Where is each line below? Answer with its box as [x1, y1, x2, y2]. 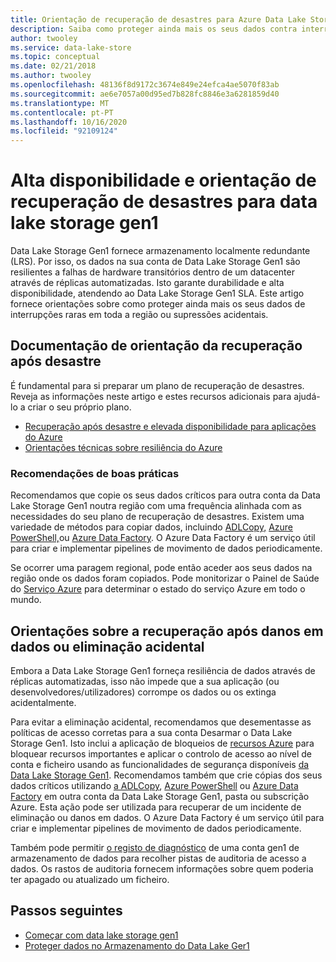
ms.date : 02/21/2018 [10, 61, 97, 71]
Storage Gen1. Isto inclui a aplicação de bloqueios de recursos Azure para [10, 737, 315, 749]
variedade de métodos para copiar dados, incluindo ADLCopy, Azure [10, 521, 293, 533]
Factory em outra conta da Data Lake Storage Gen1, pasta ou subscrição [10, 790, 310, 802]
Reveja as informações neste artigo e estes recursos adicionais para [10, 390, 292, 402]
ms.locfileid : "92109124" [10, 126, 118, 136]
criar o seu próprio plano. [27, 401, 132, 413]
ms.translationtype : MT [10, 98, 110, 108]
